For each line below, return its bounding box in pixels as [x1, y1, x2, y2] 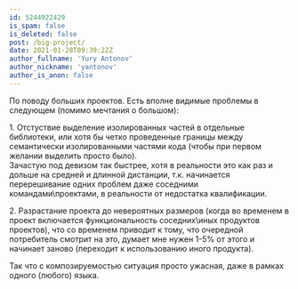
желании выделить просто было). [9, 150, 138, 161]
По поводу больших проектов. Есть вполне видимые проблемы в [9, 95, 259, 106]
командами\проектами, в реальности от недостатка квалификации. [9, 188, 268, 198]
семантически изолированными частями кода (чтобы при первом [9, 140, 262, 151]
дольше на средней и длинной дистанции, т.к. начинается [9, 169, 230, 180]
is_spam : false [9, 21, 66, 30]
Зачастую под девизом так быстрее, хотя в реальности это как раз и [9, 159, 274, 170]
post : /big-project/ [9, 37, 86, 47]
